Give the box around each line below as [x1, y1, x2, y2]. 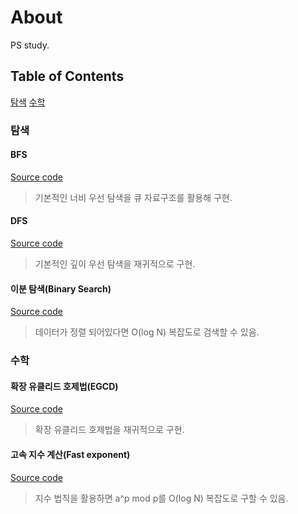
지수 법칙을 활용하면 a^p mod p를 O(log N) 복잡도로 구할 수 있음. [34, 492, 289, 504]
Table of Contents [10, 68, 125, 85]
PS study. [10, 39, 50, 51]
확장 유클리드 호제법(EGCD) [10, 380, 119, 392]
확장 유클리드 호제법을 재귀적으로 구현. [34, 424, 185, 436]
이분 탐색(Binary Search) [10, 282, 112, 295]
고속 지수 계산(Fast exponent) [10, 449, 131, 460]
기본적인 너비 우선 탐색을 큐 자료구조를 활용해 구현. [34, 191, 233, 203]
